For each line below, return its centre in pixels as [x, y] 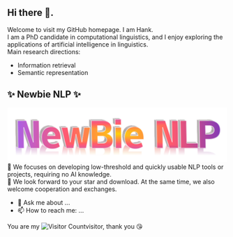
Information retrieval [46, 65]
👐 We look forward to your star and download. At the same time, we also [111, 182]
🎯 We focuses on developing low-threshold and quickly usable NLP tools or [115, 167]
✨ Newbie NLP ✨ [44, 95]
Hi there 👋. [30, 13]
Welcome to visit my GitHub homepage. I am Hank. [80, 29]
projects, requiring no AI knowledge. [59, 174]
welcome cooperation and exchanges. [62, 189]
